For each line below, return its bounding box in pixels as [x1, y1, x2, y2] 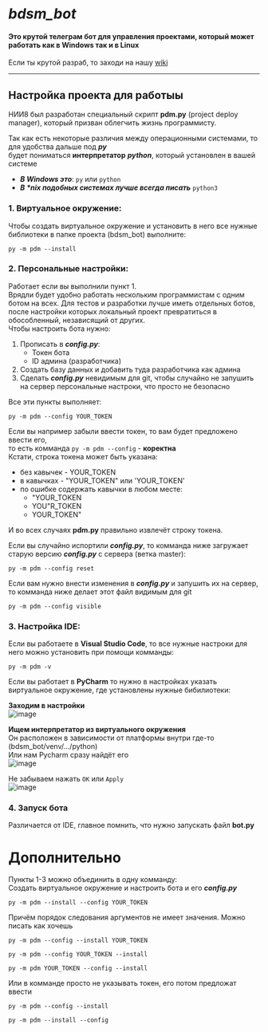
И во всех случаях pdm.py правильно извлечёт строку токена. [8, 525, 223, 534]
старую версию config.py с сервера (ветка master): [8, 549, 186, 558]
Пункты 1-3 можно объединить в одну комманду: [8, 875, 178, 884]
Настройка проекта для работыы [8, 89, 183, 102]
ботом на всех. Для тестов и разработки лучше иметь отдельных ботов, [8, 298, 255, 308]
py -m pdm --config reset [8, 564, 94, 573]
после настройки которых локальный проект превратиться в [8, 306, 218, 316]
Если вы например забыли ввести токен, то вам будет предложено [8, 426, 238, 435]
